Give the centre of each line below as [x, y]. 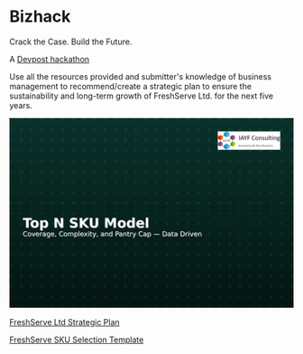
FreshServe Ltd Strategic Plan [64, 321]
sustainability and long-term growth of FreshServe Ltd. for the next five [141, 96]
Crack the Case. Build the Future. [71, 42]
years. [21, 105]
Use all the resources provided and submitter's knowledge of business [141, 76]
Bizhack [40, 17]
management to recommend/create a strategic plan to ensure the [131, 86]
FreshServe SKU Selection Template [77, 340]
